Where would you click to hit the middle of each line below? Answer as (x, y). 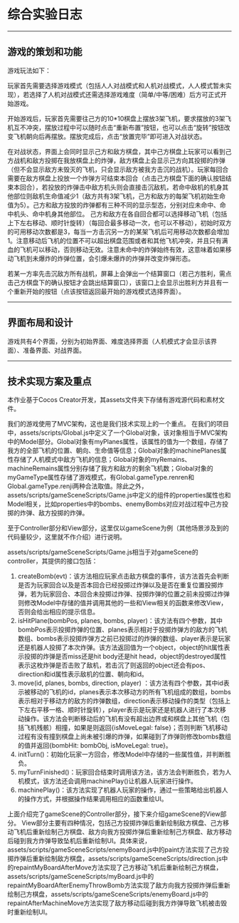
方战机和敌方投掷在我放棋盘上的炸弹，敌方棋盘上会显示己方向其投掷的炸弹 (116, 160)
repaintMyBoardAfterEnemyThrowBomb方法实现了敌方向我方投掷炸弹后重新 (119, 885)
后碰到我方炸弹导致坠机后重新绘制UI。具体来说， (79, 841)
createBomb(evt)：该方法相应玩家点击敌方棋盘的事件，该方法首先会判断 (123, 576)
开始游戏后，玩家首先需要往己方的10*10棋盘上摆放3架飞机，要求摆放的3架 (116, 118)
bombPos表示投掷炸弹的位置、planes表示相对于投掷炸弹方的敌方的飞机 (122, 630)
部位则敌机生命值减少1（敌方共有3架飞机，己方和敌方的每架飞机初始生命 (119, 196)
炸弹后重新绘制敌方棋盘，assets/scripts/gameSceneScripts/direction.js (117, 859)
